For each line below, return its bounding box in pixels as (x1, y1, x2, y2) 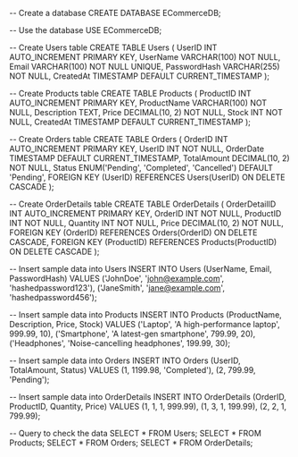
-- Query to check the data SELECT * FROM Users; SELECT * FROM (9, 428, 261, 438)
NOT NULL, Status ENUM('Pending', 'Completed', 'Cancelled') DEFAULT (9, 163, 274, 173)
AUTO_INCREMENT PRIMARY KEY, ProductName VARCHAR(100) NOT (9, 97, 268, 108)
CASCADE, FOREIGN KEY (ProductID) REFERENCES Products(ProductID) (9, 237, 277, 247)
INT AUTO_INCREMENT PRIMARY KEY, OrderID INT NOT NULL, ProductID (9, 208, 282, 218)
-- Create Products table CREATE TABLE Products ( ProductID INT (9, 89, 252, 98)
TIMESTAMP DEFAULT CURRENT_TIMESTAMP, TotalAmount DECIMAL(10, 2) (9, 153, 290, 164)
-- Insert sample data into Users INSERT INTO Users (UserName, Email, (9, 264, 272, 274)
